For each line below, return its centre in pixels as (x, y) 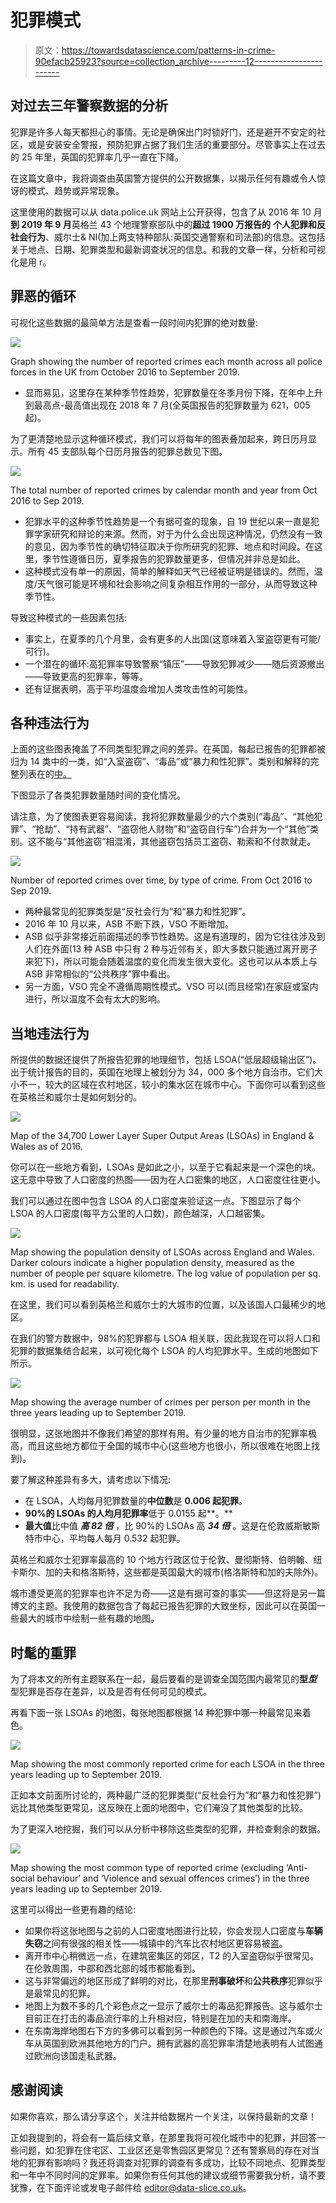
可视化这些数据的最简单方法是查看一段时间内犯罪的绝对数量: (134, 322)
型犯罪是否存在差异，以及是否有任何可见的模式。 (111, 1691)
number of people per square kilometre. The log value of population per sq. (165, 1273)
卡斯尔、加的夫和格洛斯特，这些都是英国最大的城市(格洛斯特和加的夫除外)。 (167, 1572)
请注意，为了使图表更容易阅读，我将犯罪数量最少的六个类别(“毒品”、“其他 (162, 817)
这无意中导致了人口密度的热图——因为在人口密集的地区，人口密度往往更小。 (168, 1180)
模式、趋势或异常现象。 (76, 190)
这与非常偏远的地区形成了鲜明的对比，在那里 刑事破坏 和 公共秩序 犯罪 (165, 1980)
